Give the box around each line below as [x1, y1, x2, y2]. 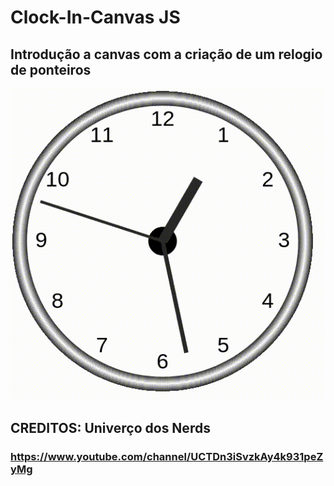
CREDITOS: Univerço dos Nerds [10, 419, 211, 436]
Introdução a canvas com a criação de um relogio [10, 46, 323, 63]
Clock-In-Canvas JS [10, 6, 181, 29]
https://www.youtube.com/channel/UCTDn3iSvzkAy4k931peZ [10, 449, 324, 463]
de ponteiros [10, 61, 92, 78]
